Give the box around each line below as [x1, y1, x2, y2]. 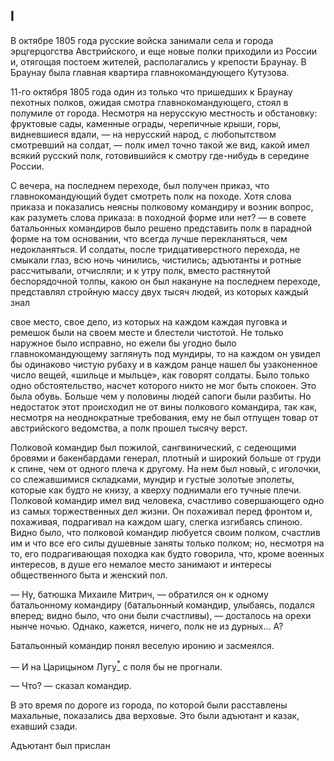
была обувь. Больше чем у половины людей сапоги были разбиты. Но [10, 390, 312, 402]
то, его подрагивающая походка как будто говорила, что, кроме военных [10, 547, 325, 559]
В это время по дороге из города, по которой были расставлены [10, 699, 288, 711]
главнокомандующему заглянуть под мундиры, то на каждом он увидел [10, 347, 321, 359]
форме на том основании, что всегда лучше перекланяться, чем [10, 232, 288, 244]
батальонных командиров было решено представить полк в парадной [10, 222, 313, 234]
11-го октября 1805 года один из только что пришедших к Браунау [10, 85, 293, 98]
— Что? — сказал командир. [10, 680, 132, 692]
